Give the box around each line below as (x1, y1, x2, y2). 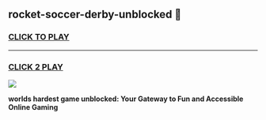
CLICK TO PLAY (8, 32, 70, 43)
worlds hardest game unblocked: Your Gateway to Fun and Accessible (8, 94, 244, 103)
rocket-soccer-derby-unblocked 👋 (8, 8, 182, 21)
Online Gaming (8, 102, 59, 111)
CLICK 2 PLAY (8, 61, 63, 72)
